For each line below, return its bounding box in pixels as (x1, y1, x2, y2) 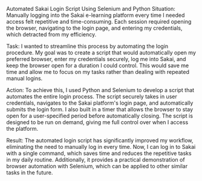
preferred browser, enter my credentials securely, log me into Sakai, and (6, 56, 186, 62)
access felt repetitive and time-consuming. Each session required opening (6, 18, 192, 25)
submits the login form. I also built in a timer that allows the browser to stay (6, 106, 194, 113)
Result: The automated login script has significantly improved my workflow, (6, 137, 194, 144)
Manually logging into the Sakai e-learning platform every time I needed (6, 12, 185, 19)
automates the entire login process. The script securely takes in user (6, 93, 177, 100)
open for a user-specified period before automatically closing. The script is (6, 112, 194, 119)
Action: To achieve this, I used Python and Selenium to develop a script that (6, 87, 195, 93)
